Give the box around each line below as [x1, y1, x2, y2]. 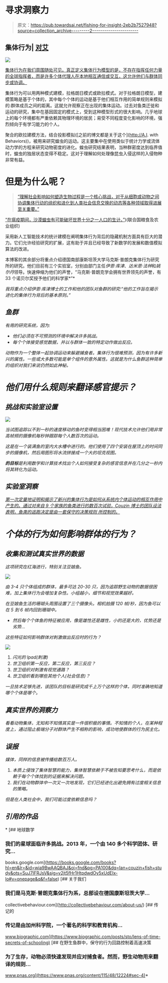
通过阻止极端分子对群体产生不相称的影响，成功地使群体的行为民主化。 [18, 727, 163, 733]
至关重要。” [17, 206, 39, 212]
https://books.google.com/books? [46, 859, 116, 866]
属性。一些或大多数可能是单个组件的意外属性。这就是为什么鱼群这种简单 [13, 356, 163, 362]
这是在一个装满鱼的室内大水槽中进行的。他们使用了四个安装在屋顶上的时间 [5, 443, 158, 449]
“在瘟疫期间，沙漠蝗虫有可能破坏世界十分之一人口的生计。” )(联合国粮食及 [5, 217, 155, 223]
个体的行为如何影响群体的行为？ [5, 528, 137, 539]
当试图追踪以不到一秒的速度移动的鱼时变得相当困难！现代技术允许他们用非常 [5, 426, 163, 432]
